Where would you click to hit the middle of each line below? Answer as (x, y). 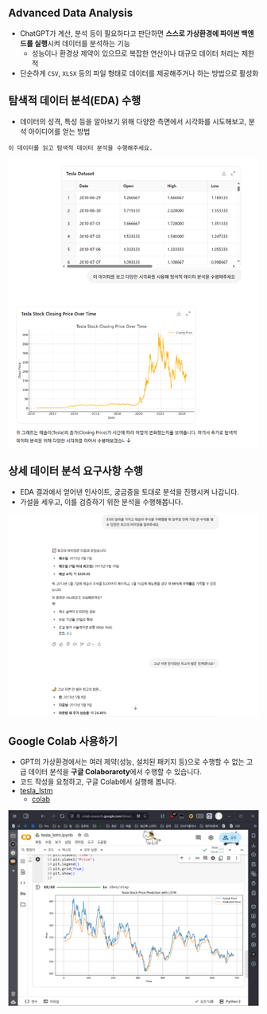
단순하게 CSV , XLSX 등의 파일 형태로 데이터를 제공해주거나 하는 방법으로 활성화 (139, 73)
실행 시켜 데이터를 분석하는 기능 (83, 43)
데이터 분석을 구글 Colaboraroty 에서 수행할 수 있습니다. (115, 772)
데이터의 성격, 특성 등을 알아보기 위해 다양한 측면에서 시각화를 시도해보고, (133, 121)
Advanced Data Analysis (71, 13)
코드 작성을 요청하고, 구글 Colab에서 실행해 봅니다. (98, 782)
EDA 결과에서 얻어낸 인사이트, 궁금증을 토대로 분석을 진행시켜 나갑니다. (130, 491)
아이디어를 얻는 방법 (59, 131)
